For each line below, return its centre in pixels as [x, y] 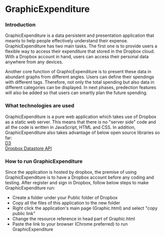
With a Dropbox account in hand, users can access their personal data [77, 57]
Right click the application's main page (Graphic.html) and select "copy [85, 208]
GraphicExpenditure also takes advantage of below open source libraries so [82, 132]
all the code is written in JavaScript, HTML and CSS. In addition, [70, 127]
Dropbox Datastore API [28, 148]
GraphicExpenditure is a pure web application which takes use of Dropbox [81, 117]
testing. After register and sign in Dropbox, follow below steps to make [77, 183]
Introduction [20, 25]
